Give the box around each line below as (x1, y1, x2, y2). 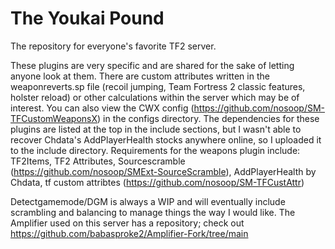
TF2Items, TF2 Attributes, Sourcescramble (10, 155, 186, 167)
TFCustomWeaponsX (10, 112, 98, 124)
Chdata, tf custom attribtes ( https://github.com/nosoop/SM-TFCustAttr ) (10, 176, 305, 188)
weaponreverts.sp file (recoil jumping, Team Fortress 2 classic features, (10, 80, 306, 92)
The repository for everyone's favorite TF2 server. (10, 40, 217, 52)
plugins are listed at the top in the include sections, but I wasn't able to (10, 123, 302, 135)
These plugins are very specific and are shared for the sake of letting (10, 59, 295, 71)
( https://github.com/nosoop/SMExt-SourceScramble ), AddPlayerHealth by (10, 165, 317, 177)
